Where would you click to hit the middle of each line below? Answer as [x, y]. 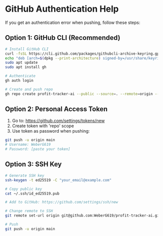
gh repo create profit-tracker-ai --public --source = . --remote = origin [79, 94]
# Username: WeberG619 [28, 145]
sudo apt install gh [26, 67]
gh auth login [19, 80]
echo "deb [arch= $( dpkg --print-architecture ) [53, 58]
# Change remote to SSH [29, 211]
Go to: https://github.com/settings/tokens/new [58, 121]
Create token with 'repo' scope [43, 126]
